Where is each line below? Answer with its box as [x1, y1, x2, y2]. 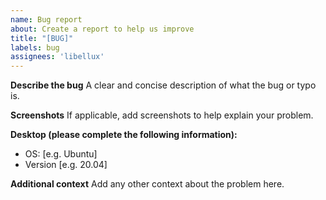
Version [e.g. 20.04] [24, 159, 108, 171]
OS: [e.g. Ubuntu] [24, 148, 98, 160]
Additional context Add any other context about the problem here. [10, 178, 285, 190]
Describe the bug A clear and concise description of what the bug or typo [10, 79, 317, 91]
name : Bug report [10, 14, 83, 25]
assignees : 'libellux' [10, 52, 105, 62]
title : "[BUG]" [10, 33, 74, 43]
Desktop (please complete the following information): [10, 129, 238, 141]
